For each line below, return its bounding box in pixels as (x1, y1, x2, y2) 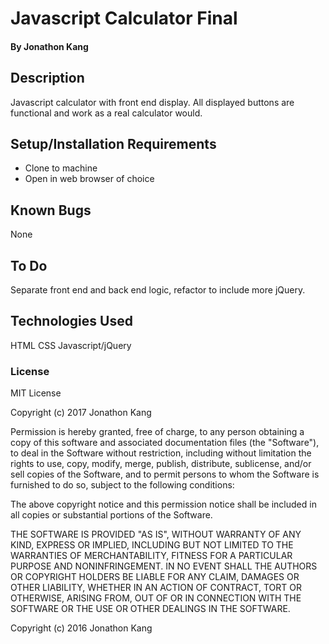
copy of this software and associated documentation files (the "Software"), (10, 437, 320, 449)
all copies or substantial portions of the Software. (10, 509, 213, 521)
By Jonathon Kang (10, 40, 89, 52)
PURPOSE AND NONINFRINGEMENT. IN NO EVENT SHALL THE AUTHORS (10, 560, 318, 572)
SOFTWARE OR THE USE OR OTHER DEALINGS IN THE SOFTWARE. (10, 603, 291, 615)
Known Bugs (10, 202, 92, 219)
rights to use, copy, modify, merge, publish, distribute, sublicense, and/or (10, 458, 312, 470)
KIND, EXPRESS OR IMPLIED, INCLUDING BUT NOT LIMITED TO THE (10, 539, 294, 551)
